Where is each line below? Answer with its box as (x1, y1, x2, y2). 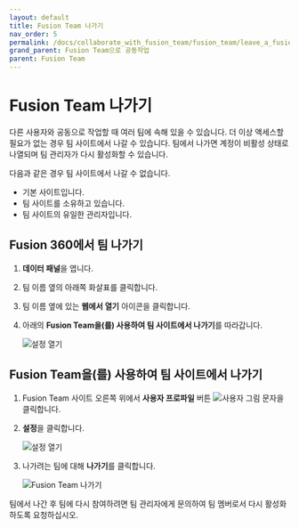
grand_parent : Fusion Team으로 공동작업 (9, 46, 149, 55)
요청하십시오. (32, 509, 78, 520)
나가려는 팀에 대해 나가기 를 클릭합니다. (21, 460, 156, 471)
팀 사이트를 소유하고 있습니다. (21, 198, 125, 208)
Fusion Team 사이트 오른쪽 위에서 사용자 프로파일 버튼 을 (21, 393, 285, 403)
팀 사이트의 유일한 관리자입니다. (21, 208, 132, 219)
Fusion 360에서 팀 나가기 (9, 238, 144, 253)
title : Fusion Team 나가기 (9, 21, 104, 30)
